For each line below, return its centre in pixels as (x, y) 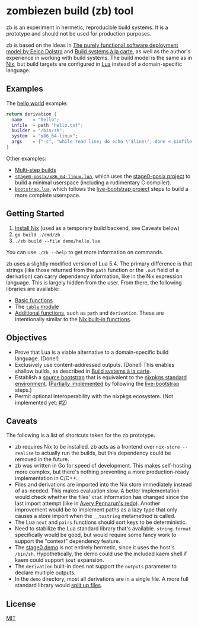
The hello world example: (37, 103)
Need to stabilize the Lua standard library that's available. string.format (103, 529)
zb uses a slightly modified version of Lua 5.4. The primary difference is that (99, 263)
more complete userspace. (48, 195)
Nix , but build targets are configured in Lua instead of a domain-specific (94, 64)
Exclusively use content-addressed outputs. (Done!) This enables (95, 364)
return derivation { (32, 114)
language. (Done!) (37, 358)
